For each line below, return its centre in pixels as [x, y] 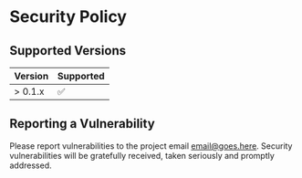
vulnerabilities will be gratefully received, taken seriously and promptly [142, 155]
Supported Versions [68, 51]
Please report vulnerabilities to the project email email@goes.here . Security [151, 146]
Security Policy [68, 17]
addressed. [31, 165]
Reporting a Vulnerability [82, 124]
